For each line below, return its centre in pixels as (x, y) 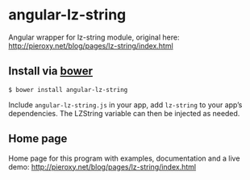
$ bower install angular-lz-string (68, 90)
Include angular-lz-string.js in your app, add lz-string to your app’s (125, 105)
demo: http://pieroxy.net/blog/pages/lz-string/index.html (102, 166)
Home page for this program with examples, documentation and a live (124, 158)
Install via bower (50, 71)
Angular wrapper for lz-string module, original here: (94, 37)
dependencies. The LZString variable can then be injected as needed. (124, 113)
